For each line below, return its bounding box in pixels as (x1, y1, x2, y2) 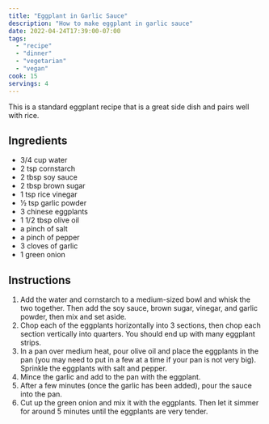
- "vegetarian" (15, 57, 67, 66)
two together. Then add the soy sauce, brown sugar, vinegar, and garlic (19, 303, 258, 313)
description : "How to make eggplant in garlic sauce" (8, 19, 194, 28)
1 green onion (19, 250, 66, 260)
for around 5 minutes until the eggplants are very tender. (19, 406, 208, 417)
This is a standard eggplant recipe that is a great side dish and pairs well (8, 102, 250, 112)
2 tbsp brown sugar (19, 181, 86, 191)
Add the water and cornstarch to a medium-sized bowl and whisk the (19, 295, 250, 304)
